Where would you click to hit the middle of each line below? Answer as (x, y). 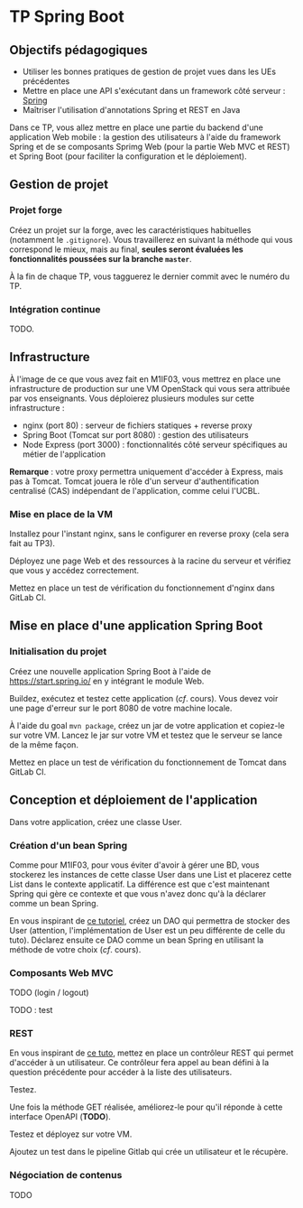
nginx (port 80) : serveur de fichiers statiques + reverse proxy (137, 425)
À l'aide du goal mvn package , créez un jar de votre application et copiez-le (147, 725)
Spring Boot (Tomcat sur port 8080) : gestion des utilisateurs (136, 434)
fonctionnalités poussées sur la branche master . (101, 258)
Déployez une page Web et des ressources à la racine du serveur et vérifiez (150, 561)
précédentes (46, 81)
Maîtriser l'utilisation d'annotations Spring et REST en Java (131, 110)
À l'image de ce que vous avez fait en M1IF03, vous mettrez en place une (145, 379)
